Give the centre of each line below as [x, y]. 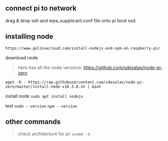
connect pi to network [41, 8]
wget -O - [16, 82]
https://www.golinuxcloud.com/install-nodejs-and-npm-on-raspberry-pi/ [83, 48]
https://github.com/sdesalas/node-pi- [123, 67]
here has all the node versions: [50, 67]
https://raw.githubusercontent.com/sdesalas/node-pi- [86, 82]
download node [22, 57]
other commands [33, 122]
